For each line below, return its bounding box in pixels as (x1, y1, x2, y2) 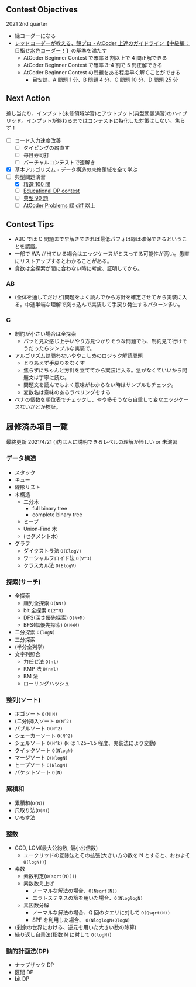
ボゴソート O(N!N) (14, 710, 58, 717)
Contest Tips (6, 219, 54, 229)
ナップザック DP (14, 961, 54, 968)
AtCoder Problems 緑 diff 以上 (23, 202, 95, 209)
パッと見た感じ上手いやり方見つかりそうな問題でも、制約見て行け (23, 337, 183, 344)
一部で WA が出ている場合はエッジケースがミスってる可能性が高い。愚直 (14, 250, 190, 257)
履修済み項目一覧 (6, 422, 68, 432)
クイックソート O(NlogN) (14, 747, 74, 754)
